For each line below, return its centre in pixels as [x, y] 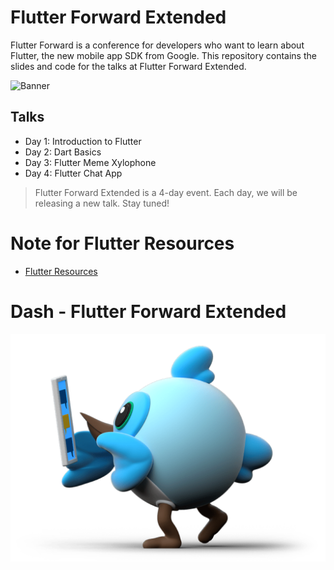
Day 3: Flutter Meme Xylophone [90, 162]
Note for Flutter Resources [122, 243]
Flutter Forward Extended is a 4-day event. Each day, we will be [166, 192]
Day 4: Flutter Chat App [73, 173]
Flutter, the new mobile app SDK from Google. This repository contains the [163, 55]
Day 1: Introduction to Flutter [83, 141]
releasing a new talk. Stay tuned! [102, 203]
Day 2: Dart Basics [63, 152]
